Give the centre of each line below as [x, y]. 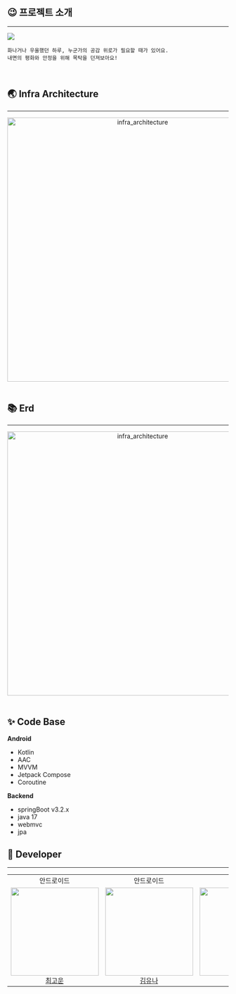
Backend [20, 796]
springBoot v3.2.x [43, 809]
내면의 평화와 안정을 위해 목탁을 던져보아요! [63, 58]
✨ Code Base [36, 722]
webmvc [30, 825]
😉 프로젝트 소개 [40, 13]
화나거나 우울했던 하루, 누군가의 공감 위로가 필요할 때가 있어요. [88, 50]
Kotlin [26, 752]
